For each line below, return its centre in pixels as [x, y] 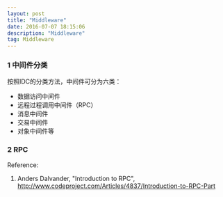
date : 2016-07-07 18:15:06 [46, 26]
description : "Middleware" [46, 33]
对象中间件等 [35, 131]
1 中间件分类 [27, 65]
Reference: [23, 165]
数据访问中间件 [39, 96]
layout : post [26, 14]
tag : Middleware [31, 40]
